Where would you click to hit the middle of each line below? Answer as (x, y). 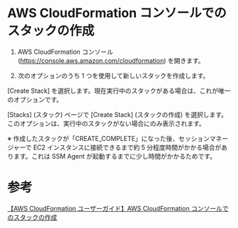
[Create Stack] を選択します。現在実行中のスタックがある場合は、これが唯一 (119, 91)
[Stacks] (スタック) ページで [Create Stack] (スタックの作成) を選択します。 (118, 114)
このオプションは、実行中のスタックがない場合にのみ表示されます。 (106, 123)
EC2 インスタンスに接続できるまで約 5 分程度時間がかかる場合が (127, 147)
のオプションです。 (35, 99)
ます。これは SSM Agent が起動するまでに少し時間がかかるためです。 (114, 156)
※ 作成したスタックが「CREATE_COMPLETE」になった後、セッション (109, 138)
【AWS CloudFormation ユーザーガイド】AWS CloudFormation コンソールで (118, 208)
